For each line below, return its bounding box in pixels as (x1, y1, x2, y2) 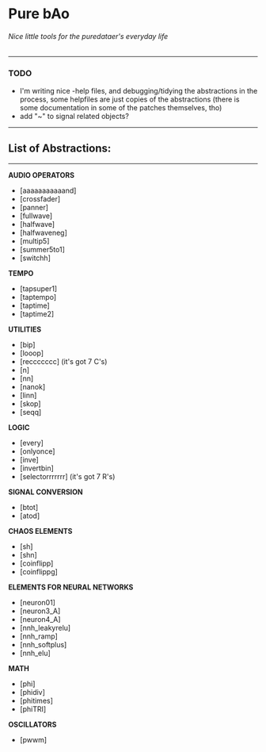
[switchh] (19, 253, 51, 263)
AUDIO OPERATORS (8, 170, 75, 179)
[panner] (19, 202, 49, 212)
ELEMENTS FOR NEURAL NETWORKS (8, 582, 134, 592)
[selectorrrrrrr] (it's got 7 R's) (19, 471, 116, 481)
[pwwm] (19, 735, 47, 744)
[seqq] (19, 407, 42, 416)
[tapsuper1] (19, 283, 58, 294)
